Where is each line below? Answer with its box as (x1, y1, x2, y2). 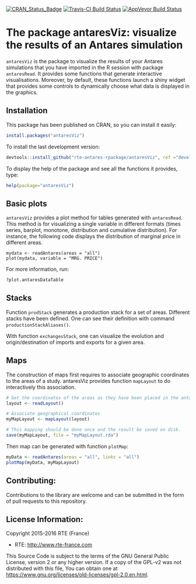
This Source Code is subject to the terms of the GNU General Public (6, 552, 169, 559)
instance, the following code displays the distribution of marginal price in (6, 233, 181, 240)
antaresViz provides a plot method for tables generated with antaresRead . (6, 214, 183, 222)
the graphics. (6, 88, 38, 96)
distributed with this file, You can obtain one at (6, 565, 118, 572)
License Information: (6, 514, 83, 524)
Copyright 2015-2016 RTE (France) (6, 530, 90, 537)
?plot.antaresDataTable (6, 277, 64, 283)
